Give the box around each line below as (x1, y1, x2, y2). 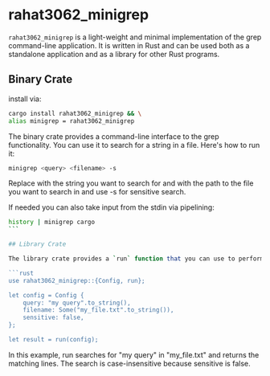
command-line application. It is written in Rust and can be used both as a (8, 40, 250, 50)
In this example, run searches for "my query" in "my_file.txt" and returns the (8, 349, 260, 359)
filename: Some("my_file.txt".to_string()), (22, 306, 174, 314)
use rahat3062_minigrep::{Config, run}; (8, 276, 146, 284)
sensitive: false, (22, 313, 84, 322)
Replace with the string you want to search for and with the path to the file (8, 178, 254, 188)
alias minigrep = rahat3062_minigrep (8, 116, 135, 125)
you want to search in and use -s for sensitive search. (8, 187, 186, 197)
